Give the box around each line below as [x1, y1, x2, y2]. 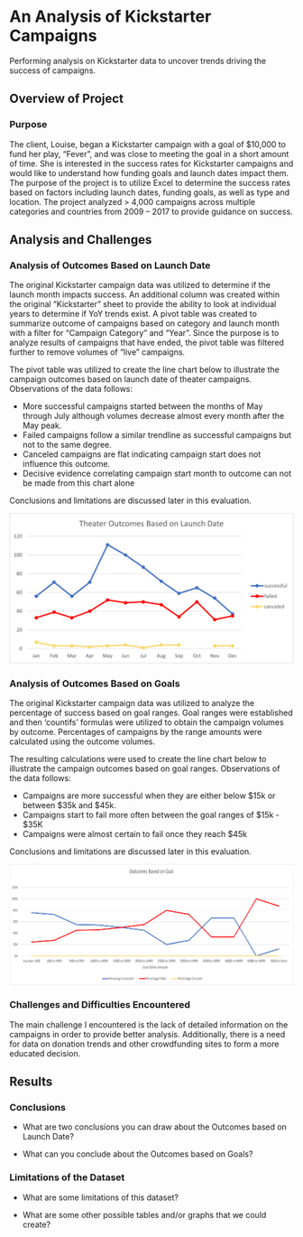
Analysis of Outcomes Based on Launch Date [9, 259, 211, 272]
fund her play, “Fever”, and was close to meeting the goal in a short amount [9, 148, 289, 159]
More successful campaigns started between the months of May [22, 401, 263, 412]
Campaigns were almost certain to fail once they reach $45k [22, 829, 248, 840]
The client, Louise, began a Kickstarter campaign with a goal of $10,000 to [9, 138, 287, 150]
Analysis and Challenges [9, 232, 152, 247]
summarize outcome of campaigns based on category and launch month [9, 318, 280, 329]
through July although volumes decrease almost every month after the [22, 411, 285, 422]
